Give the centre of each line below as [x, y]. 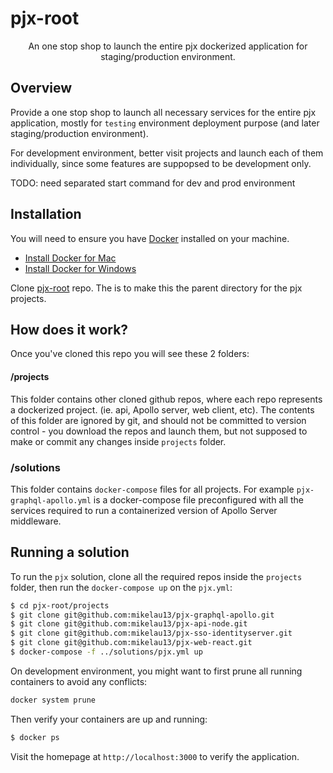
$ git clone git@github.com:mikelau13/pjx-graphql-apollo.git [142, 615]
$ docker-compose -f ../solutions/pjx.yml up [106, 652]
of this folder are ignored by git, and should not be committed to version [158, 420]
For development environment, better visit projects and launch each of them [167, 153]
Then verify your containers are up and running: [109, 719]
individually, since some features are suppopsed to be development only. [161, 163]
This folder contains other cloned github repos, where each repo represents [166, 399]
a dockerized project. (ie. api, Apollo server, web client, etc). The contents [162, 409]
